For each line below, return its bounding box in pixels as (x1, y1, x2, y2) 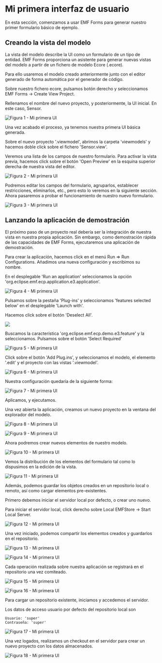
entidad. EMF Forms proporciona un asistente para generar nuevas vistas (5, 57, 151, 63)
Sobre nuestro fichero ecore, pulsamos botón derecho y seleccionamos (5, 86, 148, 92)
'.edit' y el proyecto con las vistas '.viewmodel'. (5, 360, 99, 365)
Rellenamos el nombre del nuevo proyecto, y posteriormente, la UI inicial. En (5, 100, 157, 106)
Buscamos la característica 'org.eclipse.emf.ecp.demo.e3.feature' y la (5, 331, 145, 336)
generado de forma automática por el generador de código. (5, 76, 124, 82)
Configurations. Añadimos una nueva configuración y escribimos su (5, 259, 140, 265)
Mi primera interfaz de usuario (5, 3, 130, 15)
